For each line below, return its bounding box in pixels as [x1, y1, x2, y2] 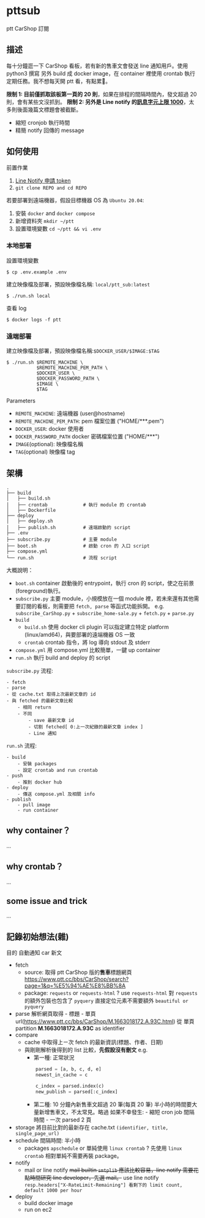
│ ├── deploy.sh [6, 517, 53, 524]
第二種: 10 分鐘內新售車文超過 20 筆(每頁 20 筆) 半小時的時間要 [33, 1101, 192, 1108]
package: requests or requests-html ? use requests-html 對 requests [24, 989, 198, 997]
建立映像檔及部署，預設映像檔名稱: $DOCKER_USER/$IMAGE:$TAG [6, 347, 160, 355]
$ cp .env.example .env [6, 269, 67, 275]
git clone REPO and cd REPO [15, 185, 87, 191]
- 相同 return [17, 704, 51, 710]
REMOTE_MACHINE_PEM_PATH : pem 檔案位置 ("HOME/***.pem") [15, 417, 164, 425]
